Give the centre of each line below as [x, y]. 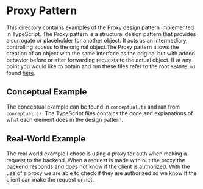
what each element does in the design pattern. [65, 119]
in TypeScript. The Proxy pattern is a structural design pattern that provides [101, 34]
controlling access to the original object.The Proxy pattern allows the [93, 47]
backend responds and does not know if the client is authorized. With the [98, 166]
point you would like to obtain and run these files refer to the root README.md [101, 66]
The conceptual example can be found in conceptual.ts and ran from [93, 107]
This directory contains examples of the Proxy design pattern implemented [100, 27]
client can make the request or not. [50, 179]
